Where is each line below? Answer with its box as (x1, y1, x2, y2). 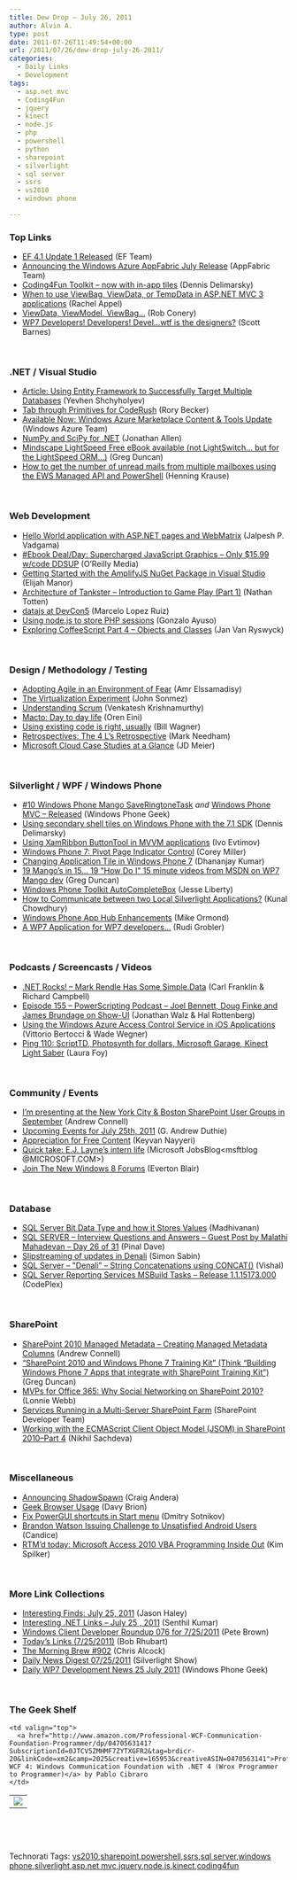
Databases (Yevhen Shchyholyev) (21, 395, 146, 406)
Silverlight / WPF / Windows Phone (9, 779, 163, 791)
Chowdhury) (21, 903, 68, 913)
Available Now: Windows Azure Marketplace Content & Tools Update (21, 414, 272, 425)
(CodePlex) (21, 1279, 64, 1290)
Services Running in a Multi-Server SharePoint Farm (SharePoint (21, 1404, 257, 1415)
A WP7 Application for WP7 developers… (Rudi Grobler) (21, 922, 225, 933)
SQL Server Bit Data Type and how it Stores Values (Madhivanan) (21, 1223, 260, 1233)
